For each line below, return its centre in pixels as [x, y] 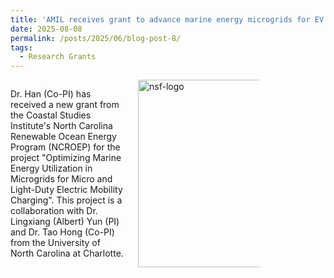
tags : [21, 47]
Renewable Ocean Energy [63, 137]
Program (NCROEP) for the [65, 147]
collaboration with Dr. [54, 211]
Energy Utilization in [51, 168]
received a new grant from [65, 105]
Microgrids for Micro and [61, 179]
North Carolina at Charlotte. [67, 253]
